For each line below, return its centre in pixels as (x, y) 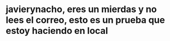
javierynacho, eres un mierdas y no (81, 9)
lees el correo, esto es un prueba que (86, 20)
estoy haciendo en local (57, 31)
